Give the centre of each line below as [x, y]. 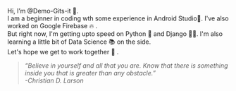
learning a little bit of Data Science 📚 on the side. [79, 42]
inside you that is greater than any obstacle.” [90, 73]
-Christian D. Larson [54, 80]
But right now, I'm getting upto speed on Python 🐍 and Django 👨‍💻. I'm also [115, 34]
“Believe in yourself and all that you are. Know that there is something [126, 66]
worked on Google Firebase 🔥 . [52, 26]
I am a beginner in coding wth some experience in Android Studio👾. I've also [118, 18]
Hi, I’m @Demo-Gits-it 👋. [43, 11]
